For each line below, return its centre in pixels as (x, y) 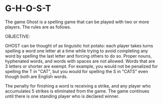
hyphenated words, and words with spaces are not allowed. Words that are (80, 61)
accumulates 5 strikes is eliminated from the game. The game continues (77, 91)
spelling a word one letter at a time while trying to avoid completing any (77, 51)
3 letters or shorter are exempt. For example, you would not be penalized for (81, 66)
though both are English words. (36, 76)
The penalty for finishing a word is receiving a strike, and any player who (78, 86)
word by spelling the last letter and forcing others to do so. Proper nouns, (78, 56)
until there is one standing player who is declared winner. (62, 96)
